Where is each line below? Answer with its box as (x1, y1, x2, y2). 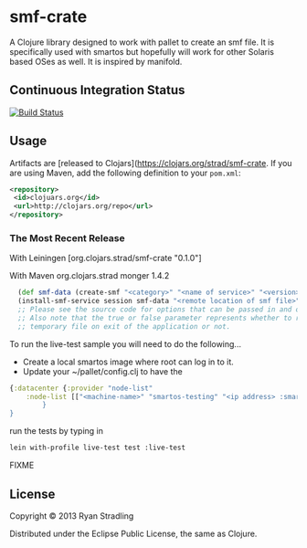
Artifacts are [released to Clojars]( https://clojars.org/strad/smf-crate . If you (9, 157, 292, 168)
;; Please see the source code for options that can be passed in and (17, 305, 292, 314)
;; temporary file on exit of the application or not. (17, 321, 231, 331)
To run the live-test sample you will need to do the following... (9, 338, 242, 349)
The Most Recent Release (9, 231, 125, 244)
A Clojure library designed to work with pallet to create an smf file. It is (9, 37, 275, 47)
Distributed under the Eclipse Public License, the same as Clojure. (9, 528, 258, 539)
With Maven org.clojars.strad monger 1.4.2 (9, 270, 170, 281)
